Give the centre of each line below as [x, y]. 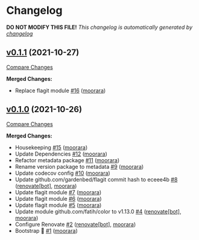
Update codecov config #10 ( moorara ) [62, 173]
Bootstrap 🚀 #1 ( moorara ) [46, 230]
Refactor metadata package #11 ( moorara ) [67, 160]
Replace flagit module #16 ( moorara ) [60, 90]
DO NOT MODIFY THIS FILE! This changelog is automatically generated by [99, 27]
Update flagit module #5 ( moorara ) [58, 205]
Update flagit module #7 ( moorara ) [58, 192]
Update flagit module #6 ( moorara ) [58, 198]
